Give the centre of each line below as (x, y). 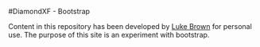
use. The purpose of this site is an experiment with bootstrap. (109, 35)
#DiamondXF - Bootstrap (49, 11)
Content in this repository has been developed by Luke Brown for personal (130, 26)
